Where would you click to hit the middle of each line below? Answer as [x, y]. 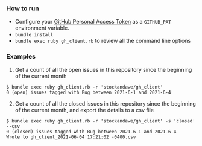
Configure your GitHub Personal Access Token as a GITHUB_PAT [93, 22]
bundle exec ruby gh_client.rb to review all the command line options [103, 41]
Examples [21, 57]
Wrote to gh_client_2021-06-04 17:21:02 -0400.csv [71, 137]
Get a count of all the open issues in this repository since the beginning [103, 69]
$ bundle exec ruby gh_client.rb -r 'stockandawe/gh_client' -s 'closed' [101, 121]
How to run [23, 8]
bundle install [34, 35]
